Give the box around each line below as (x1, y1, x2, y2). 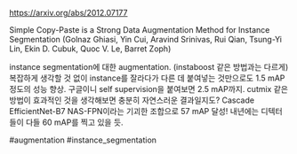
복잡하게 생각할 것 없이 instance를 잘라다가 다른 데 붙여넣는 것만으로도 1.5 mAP (9, 73, 285, 83)
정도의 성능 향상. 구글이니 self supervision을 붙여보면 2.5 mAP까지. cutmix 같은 (9, 84, 289, 94)
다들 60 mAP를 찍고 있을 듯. (25, 117, 124, 127)
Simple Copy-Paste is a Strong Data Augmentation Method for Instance (9, 25, 270, 35)
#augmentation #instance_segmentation (9, 135, 157, 145)
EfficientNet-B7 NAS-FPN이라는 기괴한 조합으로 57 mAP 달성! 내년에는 (9, 106, 260, 116)
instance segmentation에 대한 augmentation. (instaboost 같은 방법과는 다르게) (9, 62, 289, 72)
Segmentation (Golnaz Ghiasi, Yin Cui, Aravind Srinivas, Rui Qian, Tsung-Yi (9, 35, 283, 44)
